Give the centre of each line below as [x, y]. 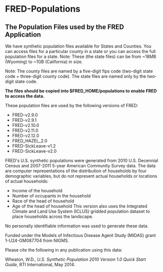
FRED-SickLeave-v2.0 [34, 151]
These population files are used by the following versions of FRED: [72, 105]
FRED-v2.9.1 [24, 120]
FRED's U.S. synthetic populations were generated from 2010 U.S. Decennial [81, 161]
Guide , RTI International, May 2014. [40, 264]
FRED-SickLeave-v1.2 [34, 146]
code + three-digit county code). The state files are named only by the [76, 76]
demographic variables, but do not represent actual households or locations [81, 176]
